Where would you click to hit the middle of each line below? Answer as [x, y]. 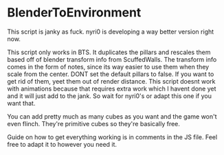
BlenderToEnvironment [74, 13]
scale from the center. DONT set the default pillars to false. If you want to [111, 74]
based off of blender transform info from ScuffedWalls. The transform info [112, 59]
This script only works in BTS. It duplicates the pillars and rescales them [109, 52]
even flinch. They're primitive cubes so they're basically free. [94, 123]
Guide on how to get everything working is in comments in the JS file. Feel [112, 137]
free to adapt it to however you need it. [62, 144]
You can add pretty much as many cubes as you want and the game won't [112, 116]
